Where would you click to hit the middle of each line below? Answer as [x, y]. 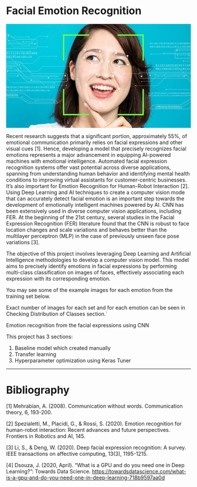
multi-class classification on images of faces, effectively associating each [95, 273]
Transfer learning [35, 354]
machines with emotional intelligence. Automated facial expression [86, 161]
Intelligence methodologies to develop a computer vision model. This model [98, 260]
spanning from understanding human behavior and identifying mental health [98, 174]
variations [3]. [23, 243]
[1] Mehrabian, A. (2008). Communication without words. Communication [94, 406]
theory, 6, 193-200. [29, 412]
